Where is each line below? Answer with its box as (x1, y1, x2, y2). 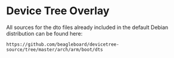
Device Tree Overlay (6, 4, 110, 18)
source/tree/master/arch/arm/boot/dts (6, 46, 103, 53)
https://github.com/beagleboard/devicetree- (6, 41, 119, 47)
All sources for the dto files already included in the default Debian (6, 24, 169, 31)
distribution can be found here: (6, 30, 83, 37)
